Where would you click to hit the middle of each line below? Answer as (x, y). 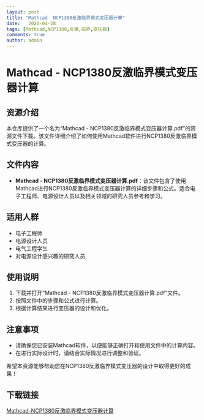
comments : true (26, 35)
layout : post (23, 12)
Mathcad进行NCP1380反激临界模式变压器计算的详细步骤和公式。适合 (103, 188)
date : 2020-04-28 (31, 23)
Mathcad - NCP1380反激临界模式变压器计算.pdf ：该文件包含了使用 (100, 181)
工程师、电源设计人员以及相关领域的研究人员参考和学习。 (93, 196)
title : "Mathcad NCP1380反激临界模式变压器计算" (66, 18)
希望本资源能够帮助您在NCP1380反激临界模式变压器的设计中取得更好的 (96, 366)
